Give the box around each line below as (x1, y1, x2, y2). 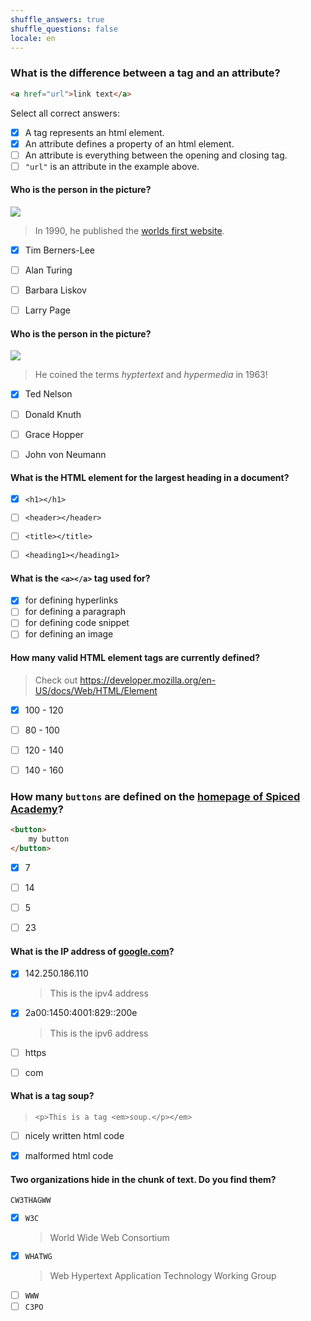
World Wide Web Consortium (49, 1231, 170, 1243)
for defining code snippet (24, 617, 130, 629)
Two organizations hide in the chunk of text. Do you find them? (10, 1173, 277, 1185)
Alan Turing (24, 264, 73, 276)
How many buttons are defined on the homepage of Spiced (10, 789, 301, 803)
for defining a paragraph (24, 606, 126, 618)
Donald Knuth (24, 408, 82, 420)
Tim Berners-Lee (24, 244, 95, 256)
